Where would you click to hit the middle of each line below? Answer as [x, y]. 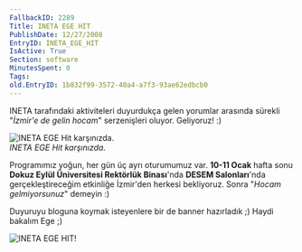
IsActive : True [38, 51]
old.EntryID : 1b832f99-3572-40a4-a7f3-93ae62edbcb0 [109, 85]
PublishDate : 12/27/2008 [56, 34]
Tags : [19, 77]
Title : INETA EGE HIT [50, 26]
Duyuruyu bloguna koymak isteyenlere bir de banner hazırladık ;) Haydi [142, 211]
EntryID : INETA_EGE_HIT [54, 43]
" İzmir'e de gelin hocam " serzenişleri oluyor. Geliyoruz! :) [116, 120]
